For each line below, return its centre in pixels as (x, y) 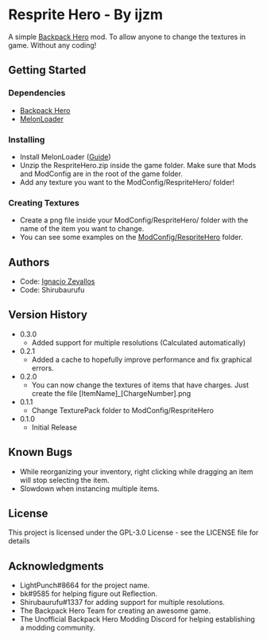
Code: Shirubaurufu (52, 290)
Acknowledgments (56, 566)
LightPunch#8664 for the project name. (85, 585)
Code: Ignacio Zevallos (57, 281)
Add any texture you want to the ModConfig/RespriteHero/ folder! (127, 182)
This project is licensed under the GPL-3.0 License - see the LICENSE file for (133, 532)
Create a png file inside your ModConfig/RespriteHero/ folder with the (134, 220)
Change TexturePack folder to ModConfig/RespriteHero (123, 410)
